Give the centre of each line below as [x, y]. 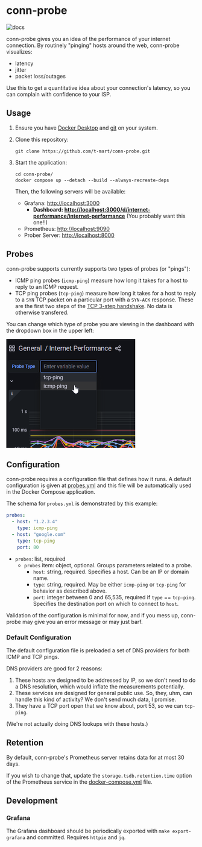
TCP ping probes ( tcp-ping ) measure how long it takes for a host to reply [106, 293]
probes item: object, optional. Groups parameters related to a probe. [108, 565]
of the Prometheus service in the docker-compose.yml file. [79, 782]
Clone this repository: [42, 139]
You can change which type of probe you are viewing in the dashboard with [100, 324]
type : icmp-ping [38, 528]
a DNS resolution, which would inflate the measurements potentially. [100, 686]
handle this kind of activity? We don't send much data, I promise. [96, 699]
